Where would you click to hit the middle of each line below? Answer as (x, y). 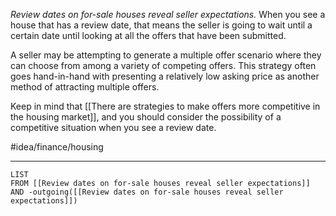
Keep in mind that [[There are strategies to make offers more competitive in (165, 106)
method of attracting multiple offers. (85, 87)
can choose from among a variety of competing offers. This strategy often (163, 65)
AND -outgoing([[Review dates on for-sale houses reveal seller (147, 192)
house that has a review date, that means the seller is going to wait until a (161, 25)
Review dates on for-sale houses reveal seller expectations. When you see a (168, 14)
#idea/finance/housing (57, 147)
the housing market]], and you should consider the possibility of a (146, 117)
